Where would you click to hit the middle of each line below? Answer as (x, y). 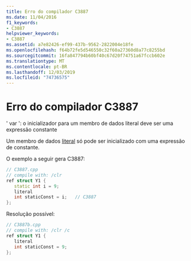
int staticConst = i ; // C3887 (55, 197)
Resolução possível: (30, 214)
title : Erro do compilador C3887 (47, 12)
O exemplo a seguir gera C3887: (46, 159)
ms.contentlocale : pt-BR (37, 67)
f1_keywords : (22, 22)
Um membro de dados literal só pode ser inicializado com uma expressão (96, 141)
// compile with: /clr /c (38, 231)
